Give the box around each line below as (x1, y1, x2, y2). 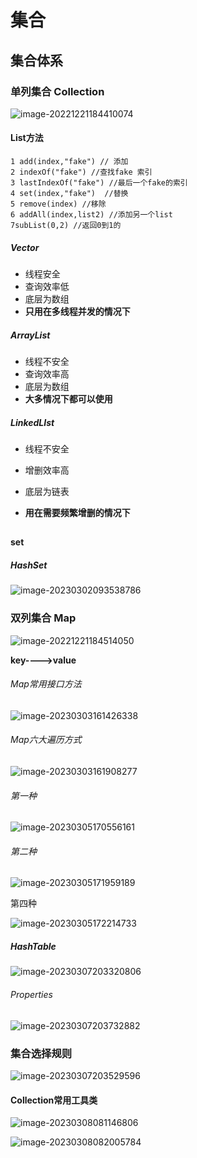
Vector (10, 241, 40, 253)
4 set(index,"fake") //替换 (10, 189, 129, 199)
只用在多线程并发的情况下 (24, 306, 131, 318)
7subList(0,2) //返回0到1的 (10, 221, 122, 231)
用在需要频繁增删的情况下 (24, 506, 131, 518)
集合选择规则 (10, 1046, 73, 1060)
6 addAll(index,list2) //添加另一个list (10, 210, 173, 220)
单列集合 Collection (10, 84, 105, 98)
